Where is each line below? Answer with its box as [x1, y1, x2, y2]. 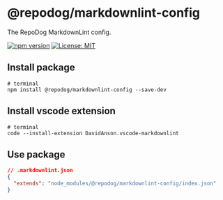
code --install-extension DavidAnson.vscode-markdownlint [7, 130, 179, 137]
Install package [7, 61, 75, 74]
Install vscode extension [7, 105, 116, 117]
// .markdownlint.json [7, 167, 73, 174]
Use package [7, 148, 66, 160]
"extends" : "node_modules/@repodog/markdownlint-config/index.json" [13, 180, 217, 187]
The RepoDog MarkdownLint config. [7, 28, 111, 36]
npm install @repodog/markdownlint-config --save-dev [7, 86, 167, 93]
